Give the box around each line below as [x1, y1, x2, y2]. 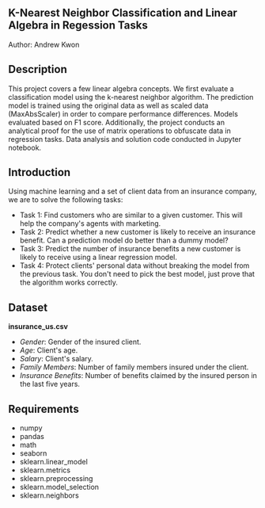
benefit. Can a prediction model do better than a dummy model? [19, 235, 229, 245]
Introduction [8, 166, 71, 179]
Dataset [8, 300, 48, 314]
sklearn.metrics [19, 465, 71, 475]
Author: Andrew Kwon [8, 40, 80, 49]
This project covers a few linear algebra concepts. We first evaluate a [8, 83, 235, 94]
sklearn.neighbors [19, 491, 79, 500]
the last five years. [19, 380, 81, 389]
